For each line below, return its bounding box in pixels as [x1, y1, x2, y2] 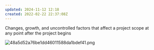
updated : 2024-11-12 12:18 [5, 7, 59, 12]
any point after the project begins [5, 30, 71, 36]
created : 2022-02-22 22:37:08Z [5, 12, 68, 17]
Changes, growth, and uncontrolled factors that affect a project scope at [5, 25, 149, 31]
